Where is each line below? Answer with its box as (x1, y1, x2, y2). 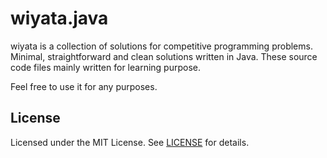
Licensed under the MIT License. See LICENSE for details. (10, 136, 250, 148)
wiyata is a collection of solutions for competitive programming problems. (10, 40, 313, 52)
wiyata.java (10, 7, 109, 30)
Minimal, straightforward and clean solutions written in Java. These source (10, 50, 318, 62)
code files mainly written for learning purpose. (10, 61, 201, 73)
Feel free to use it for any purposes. (10, 80, 158, 92)
